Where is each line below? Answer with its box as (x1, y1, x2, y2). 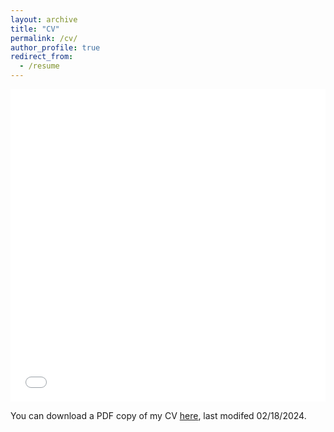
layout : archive (10, 14, 78, 25)
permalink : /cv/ (10, 33, 78, 43)
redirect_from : (10, 52, 74, 62)
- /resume (19, 61, 60, 71)
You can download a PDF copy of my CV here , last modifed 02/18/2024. (10, 410, 307, 421)
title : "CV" (10, 24, 60, 34)
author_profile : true (10, 42, 101, 53)
